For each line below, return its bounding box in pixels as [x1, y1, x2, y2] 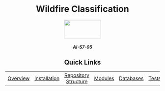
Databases [118, 75, 144, 82]
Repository [64, 72, 89, 79]
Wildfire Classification [36, 3, 129, 15]
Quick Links [64, 58, 101, 67]
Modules [94, 75, 114, 82]
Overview [7, 75, 30, 82]
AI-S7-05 [73, 44, 92, 50]
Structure [66, 78, 88, 85]
